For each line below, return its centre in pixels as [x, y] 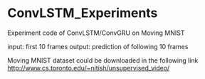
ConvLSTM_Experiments [83, 13]
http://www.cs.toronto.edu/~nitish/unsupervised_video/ [89, 68]
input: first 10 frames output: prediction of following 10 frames [98, 46]
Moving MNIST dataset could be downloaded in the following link [103, 60]
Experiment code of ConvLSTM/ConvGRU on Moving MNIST [96, 33]
